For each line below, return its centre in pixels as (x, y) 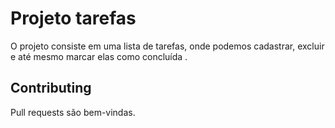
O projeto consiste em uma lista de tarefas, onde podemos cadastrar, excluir (167, 46)
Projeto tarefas (73, 18)
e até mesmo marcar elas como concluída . (99, 56)
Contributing (51, 88)
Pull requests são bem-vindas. (73, 112)
